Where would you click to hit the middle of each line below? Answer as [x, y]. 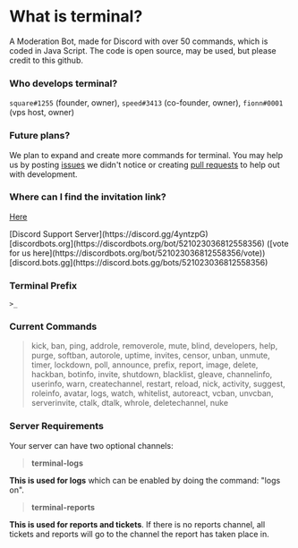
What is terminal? [76, 17]
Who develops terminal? [64, 83]
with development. [43, 174]
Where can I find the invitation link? [88, 197]
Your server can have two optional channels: [91, 445]
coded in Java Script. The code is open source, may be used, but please [143, 50]
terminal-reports [63, 507]
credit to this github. [46, 60]
